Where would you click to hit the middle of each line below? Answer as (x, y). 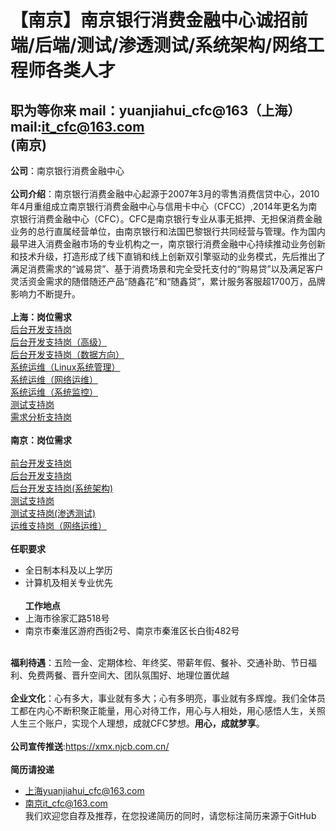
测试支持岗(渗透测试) (53, 513)
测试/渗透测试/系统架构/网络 (192, 45)
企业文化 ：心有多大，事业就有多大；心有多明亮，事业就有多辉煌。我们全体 (163, 698)
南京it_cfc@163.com (66, 803)
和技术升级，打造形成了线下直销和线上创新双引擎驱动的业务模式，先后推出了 (168, 256)
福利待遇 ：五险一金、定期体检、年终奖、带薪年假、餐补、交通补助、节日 (159, 662)
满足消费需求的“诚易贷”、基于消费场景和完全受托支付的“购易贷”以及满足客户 (167, 269)
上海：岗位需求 (41, 317)
